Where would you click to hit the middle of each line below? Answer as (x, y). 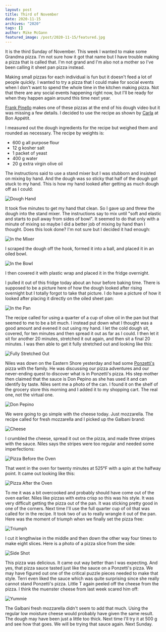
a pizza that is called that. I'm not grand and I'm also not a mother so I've (79, 62)
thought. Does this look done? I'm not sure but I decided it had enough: (78, 229)
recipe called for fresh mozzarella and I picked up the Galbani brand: (75, 419)
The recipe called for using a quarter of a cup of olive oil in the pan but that (82, 317)
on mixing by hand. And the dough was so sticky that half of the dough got (81, 178)
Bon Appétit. (18, 118)
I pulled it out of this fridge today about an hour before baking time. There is (83, 283)
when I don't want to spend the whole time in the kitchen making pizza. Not (82, 87)
